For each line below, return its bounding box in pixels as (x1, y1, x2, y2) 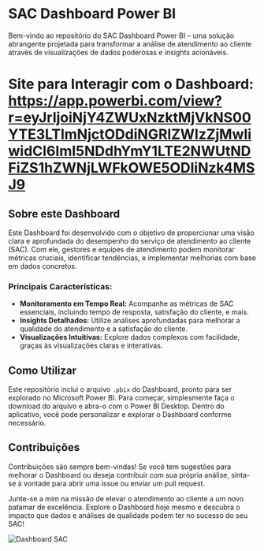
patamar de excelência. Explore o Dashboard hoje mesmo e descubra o (8, 502, 240, 512)
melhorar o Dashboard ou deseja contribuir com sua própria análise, (8, 470, 230, 479)
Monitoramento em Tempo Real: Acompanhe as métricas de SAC (19, 299, 234, 308)
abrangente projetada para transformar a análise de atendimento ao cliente (8, 39, 252, 48)
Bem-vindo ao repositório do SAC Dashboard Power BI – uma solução (8, 31, 235, 40)
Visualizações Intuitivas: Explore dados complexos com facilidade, (19, 333, 240, 342)
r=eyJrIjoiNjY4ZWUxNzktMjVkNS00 (8, 109, 252, 127)
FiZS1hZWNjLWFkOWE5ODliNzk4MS (8, 159, 255, 177)
